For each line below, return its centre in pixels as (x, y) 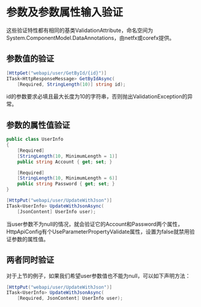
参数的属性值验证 (38, 125)
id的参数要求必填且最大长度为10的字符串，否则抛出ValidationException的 (97, 97)
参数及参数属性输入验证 (65, 12)
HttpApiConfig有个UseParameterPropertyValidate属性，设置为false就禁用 (98, 231)
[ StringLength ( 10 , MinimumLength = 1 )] (68, 156)
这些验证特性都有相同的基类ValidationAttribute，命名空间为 (80, 30)
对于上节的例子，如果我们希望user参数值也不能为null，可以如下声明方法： (98, 276)
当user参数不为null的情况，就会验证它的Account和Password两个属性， (95, 224)
